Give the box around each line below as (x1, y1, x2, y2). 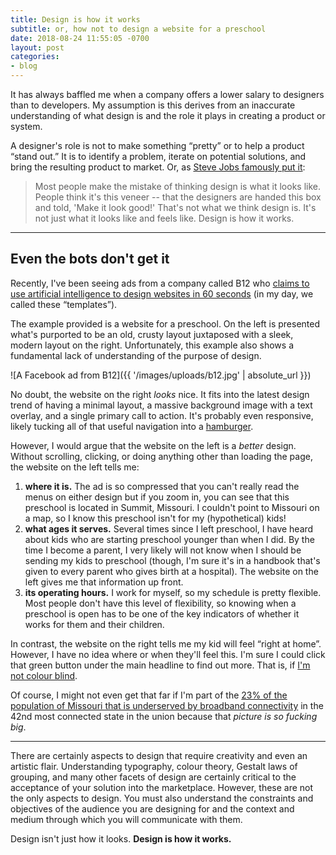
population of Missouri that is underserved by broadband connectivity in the (10, 699, 324, 711)
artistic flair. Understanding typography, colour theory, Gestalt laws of (10, 760, 298, 772)
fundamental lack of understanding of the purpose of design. (10, 349, 262, 361)
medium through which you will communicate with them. (10, 813, 243, 825)
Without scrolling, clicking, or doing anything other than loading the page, (10, 450, 313, 462)
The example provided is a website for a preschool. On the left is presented (10, 317, 321, 330)
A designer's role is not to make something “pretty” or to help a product (10, 140, 305, 151)
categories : (10, 52, 60, 62)
